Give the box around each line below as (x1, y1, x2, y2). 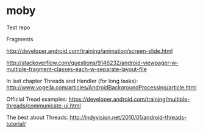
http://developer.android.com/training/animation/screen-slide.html (6, 47, 173, 55)
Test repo (6, 24, 30, 31)
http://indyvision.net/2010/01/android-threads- (69, 114, 187, 121)
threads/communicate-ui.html (6, 101, 81, 109)
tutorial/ (6, 120, 26, 128)
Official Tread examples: (6, 95, 68, 103)
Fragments (6, 35, 34, 43)
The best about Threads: (6, 114, 69, 121)
